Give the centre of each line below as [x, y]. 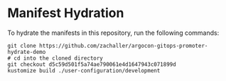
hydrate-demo [27, 52]
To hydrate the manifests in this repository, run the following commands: [113, 33]
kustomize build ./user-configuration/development [84, 70]
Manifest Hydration [66, 13]
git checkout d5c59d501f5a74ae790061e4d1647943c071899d [92, 64]
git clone [22, 45]
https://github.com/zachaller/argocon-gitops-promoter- [123, 45]
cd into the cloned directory [58, 58]
